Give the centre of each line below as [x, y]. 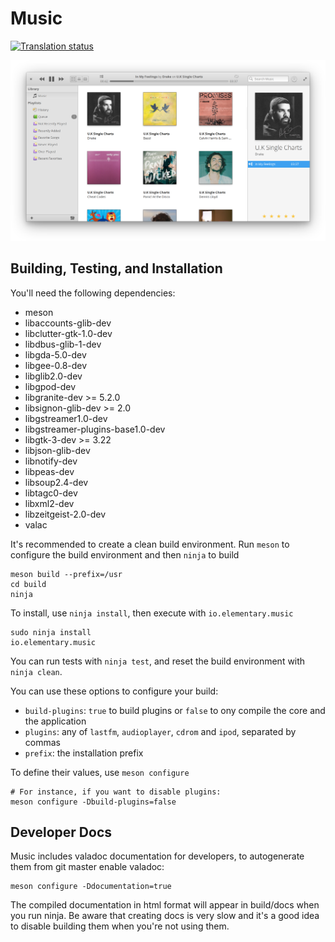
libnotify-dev [51, 461]
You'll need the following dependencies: [93, 293]
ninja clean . [36, 671]
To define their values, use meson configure [100, 772]
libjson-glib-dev [57, 450]
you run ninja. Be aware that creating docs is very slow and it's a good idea [165, 916]
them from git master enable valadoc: [87, 867]
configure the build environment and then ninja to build [125, 554]
